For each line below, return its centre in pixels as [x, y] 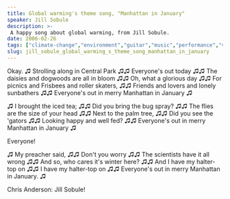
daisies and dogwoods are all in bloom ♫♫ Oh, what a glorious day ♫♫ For [115, 78]
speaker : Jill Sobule [38, 20]
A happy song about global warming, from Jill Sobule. [90, 32]
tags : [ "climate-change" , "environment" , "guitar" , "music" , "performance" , [113, 45]
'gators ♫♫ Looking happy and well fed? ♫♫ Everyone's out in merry [106, 120]
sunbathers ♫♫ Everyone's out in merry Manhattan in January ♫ [100, 92]
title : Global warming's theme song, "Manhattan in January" [96, 13]
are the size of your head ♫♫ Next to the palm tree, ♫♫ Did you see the [110, 113]
